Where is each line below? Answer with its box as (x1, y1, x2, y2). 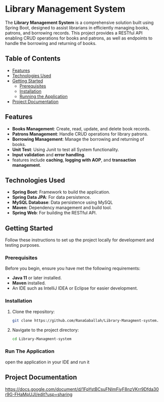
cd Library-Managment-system (12, 336, 72, 341)
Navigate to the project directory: (12, 327, 79, 333)
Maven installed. (12, 280, 46, 286)
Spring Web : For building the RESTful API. (12, 210, 97, 216)
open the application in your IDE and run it (5, 359, 90, 365)
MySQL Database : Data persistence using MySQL (12, 199, 113, 206)
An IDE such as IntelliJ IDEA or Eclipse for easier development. (12, 285, 138, 291)
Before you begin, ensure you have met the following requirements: (5, 265, 141, 272)
